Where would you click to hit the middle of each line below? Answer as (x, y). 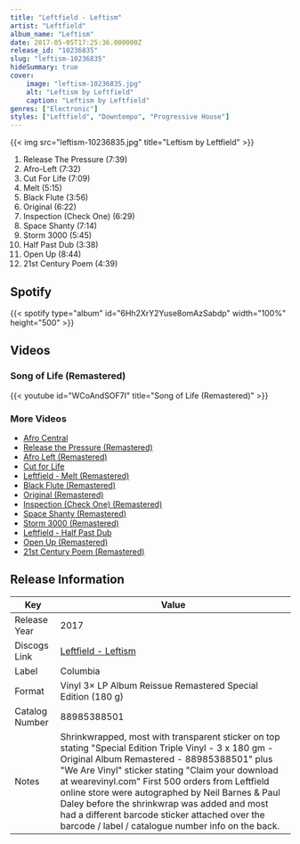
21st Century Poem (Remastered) (84, 551)
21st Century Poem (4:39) (70, 264)
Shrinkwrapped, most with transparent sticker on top (170, 736)
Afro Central (45, 438)
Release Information (68, 580)
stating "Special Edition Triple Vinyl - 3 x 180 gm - (167, 748)
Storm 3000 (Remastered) (71, 523)
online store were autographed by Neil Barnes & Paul (170, 792)
